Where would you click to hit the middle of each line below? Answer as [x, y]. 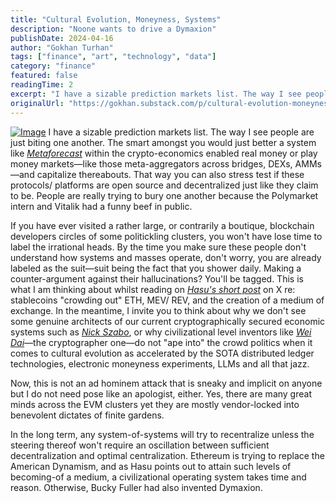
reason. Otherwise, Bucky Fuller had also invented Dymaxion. [136, 487]
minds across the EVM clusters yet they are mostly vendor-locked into [155, 404]
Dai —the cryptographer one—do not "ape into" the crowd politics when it [161, 342]
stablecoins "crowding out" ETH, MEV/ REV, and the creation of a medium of [167, 300]
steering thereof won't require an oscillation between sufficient [140, 445]
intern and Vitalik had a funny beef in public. [101, 206]
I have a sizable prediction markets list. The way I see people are [181, 132]
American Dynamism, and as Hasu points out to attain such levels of [151, 466]
